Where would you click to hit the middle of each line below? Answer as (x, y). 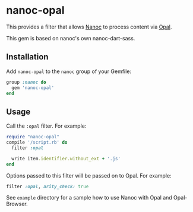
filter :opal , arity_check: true (48, 186)
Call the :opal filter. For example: (46, 126)
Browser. (17, 204)
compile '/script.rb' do (37, 143)
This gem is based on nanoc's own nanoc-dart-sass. (71, 38)
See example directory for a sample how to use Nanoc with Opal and (89, 198)
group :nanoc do (26, 82)
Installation (27, 57)
